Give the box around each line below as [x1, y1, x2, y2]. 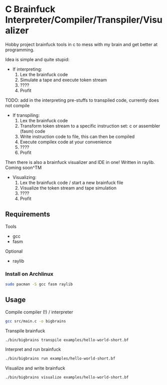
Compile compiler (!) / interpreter [5, 309, 74, 315]
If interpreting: [12, 66, 43, 72]
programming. [5, 47, 35, 53]
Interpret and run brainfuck [5, 346, 61, 352]
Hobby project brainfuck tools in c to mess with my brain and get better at [5, 41, 158, 47]
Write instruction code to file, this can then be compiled [20, 133, 135, 139]
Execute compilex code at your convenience [20, 139, 112, 145]
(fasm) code [20, 128, 46, 134]
